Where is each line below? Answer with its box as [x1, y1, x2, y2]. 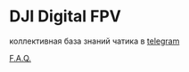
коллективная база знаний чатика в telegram [9, 36, 180, 46]
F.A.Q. [9, 52, 32, 63]
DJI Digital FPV [9, 6, 122, 27]
